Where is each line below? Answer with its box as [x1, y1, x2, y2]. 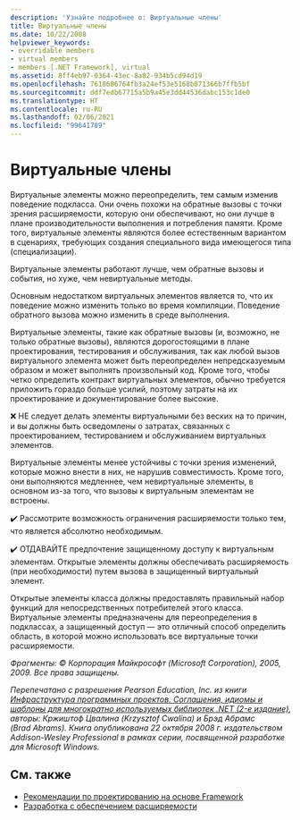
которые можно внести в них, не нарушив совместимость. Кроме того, [10, 466, 284, 477]
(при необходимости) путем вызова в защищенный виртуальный [10, 565, 259, 577]
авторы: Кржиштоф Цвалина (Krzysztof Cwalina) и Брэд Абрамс [10, 713, 255, 723]
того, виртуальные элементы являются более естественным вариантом [10, 227, 287, 238]
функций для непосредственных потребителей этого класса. [10, 602, 244, 613]
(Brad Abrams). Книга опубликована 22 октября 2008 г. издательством [10, 722, 283, 733]
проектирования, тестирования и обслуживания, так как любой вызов [10, 345, 280, 356]
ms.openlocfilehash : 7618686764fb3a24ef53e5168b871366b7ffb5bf [10, 80, 251, 89]
